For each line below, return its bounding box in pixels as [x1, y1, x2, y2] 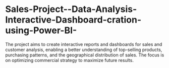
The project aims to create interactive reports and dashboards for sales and [5, 41, 162, 47]
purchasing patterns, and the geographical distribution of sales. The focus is [5, 51, 164, 58]
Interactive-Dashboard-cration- [5, 14, 142, 25]
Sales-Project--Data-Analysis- [5, 3, 137, 15]
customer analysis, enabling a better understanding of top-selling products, [5, 46, 162, 52]
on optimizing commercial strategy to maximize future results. [5, 57, 134, 63]
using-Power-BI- [5, 25, 77, 36]
